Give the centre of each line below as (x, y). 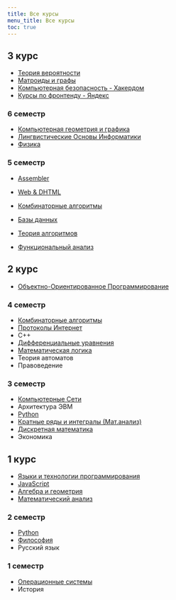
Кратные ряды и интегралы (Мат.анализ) (79, 422)
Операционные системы (55, 582)
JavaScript (33, 484)
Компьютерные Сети (49, 399)
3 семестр (27, 384)
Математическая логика (55, 350)
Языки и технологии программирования (79, 476)
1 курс (22, 459)
